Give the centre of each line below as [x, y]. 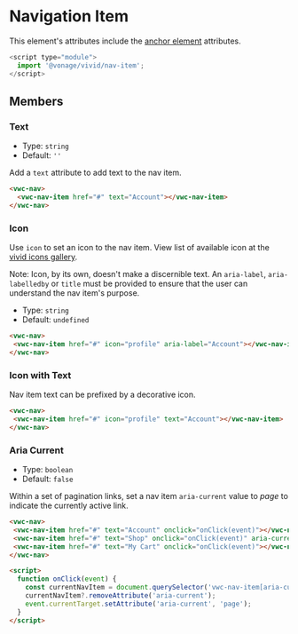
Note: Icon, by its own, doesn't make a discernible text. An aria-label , [137, 274]
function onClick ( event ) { [67, 579]
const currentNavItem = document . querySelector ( [117, 588]
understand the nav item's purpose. [74, 293]
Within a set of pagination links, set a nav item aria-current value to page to [149, 496]
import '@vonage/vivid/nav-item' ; [81, 65]
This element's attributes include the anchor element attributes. [125, 41]
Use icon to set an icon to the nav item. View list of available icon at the [140, 248]
